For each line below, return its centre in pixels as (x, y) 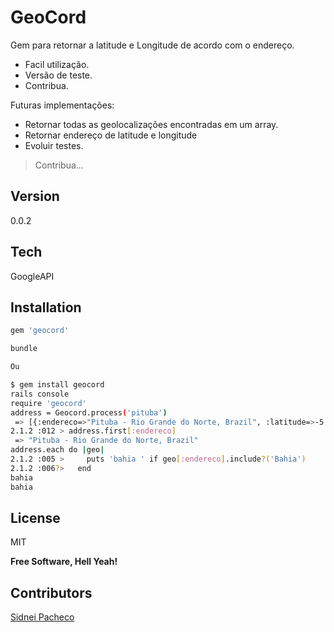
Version (35, 196)
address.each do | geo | (57, 450)
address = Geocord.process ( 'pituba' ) (89, 412)
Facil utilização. (57, 64)
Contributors (51, 592)
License (35, 517)
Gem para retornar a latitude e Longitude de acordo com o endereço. (152, 45)
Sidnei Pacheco (42, 617)
